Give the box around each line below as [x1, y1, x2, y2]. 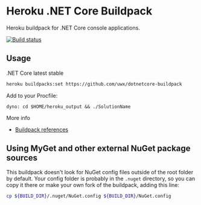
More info [6, 114, 31, 121]
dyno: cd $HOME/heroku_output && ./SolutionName [6, 104, 131, 110]
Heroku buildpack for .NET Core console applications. [6, 24, 141, 31]
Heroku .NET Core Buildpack [6, 4, 153, 18]
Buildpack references [14, 125, 68, 133]
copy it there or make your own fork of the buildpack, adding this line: [6, 181, 180, 189]
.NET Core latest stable [6, 69, 64, 77]
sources [6, 153, 38, 163]
